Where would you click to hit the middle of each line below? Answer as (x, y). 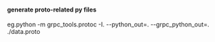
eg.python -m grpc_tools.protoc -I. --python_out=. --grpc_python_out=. (109, 24)
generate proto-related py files (52, 9)
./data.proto (24, 32)
